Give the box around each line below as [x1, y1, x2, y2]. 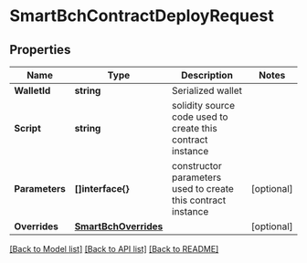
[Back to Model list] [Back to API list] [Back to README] [9, 244, 219, 254]
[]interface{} [74, 183, 130, 195]
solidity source [172, 100, 236, 111]
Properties [9, 42, 71, 58]
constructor [172, 160, 222, 172]
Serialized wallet [172, 84, 243, 97]
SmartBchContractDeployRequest [9, 5, 274, 26]
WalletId [14, 84, 51, 97]
